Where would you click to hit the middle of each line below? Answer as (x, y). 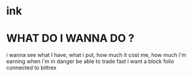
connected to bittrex (31, 68)
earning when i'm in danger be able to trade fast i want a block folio (90, 62)
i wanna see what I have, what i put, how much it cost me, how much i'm (96, 55)
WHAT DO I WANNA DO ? (70, 39)
